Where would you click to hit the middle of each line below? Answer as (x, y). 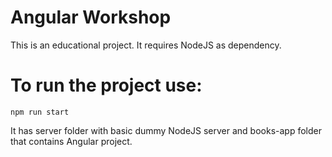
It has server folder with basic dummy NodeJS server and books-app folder (166, 130)
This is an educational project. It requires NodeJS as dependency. (146, 45)
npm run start (40, 112)
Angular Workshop (91, 17)
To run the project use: (106, 85)
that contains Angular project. (71, 141)
